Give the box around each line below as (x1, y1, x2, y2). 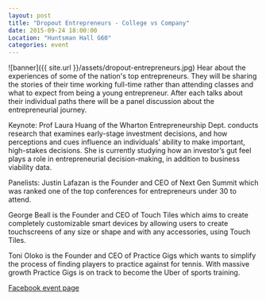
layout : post (8, 11, 52, 20)
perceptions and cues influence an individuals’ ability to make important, (8, 137, 246, 147)
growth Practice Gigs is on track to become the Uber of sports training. (8, 267, 241, 278)
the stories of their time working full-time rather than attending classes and (8, 80, 254, 90)
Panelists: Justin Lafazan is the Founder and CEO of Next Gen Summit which (8, 178, 259, 187)
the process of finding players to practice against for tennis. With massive (8, 260, 250, 269)
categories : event (8, 41, 69, 49)
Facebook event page (8, 283, 79, 293)
